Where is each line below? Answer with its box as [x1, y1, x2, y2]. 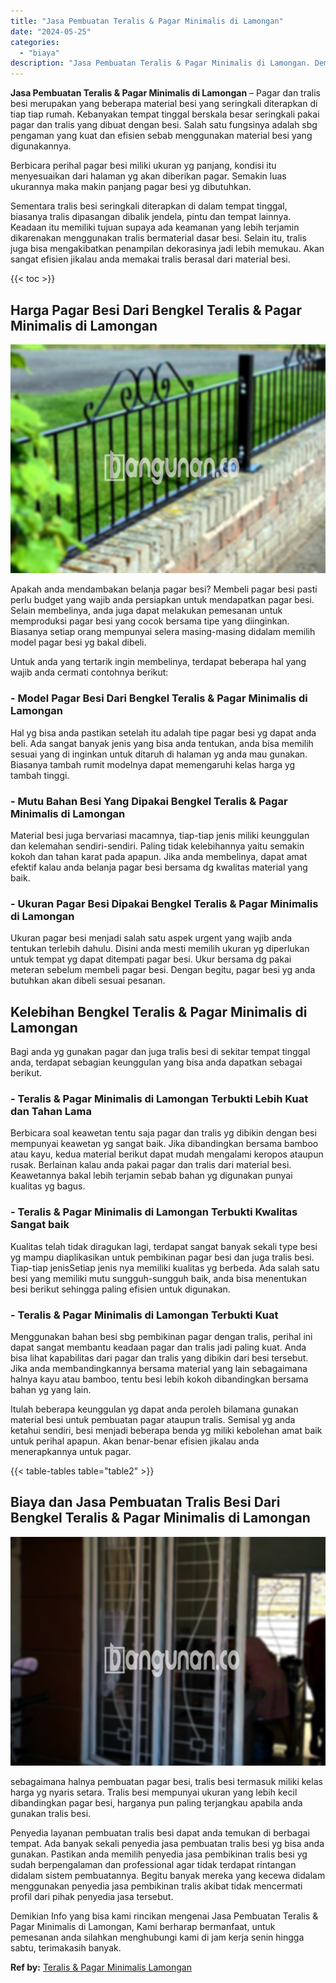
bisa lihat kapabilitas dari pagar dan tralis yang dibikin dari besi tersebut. [10, 1352, 309, 1364]
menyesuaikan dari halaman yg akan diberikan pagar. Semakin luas [10, 170, 287, 182]
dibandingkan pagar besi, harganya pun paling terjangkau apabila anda [10, 1797, 303, 1809]
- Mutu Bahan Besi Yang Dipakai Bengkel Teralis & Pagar [10, 794, 288, 808]
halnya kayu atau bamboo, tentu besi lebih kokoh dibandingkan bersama [10, 1373, 309, 1385]
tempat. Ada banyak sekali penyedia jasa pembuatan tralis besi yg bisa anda [10, 1838, 325, 1850]
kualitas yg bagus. [10, 1180, 86, 1192]
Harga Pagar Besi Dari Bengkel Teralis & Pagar [10, 301, 303, 319]
